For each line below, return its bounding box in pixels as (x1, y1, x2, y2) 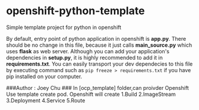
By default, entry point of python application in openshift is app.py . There (6, 35, 187, 42)
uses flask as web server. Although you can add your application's (6, 47, 170, 54)
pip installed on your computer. (6, 73, 83, 80)
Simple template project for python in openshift (6, 24, 122, 31)
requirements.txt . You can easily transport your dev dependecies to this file (6, 60, 193, 67)
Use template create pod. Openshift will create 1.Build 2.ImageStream (6, 90, 176, 98)
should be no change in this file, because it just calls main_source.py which (6, 41, 192, 48)
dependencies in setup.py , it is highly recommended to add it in (6, 54, 163, 61)
